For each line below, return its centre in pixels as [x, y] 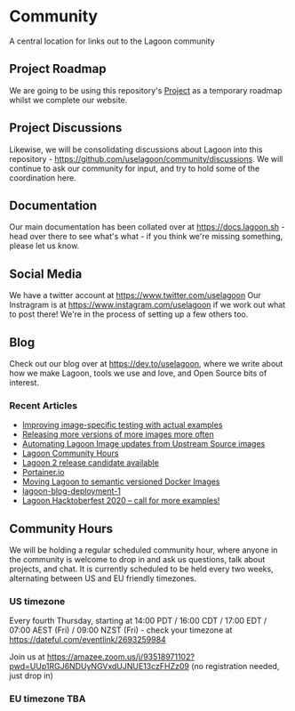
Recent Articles [44, 405]
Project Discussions [66, 128]
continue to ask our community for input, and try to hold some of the [135, 168]
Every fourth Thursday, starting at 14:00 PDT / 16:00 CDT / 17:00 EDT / [138, 621]
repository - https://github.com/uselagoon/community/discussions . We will [146, 158]
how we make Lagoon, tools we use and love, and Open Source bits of [138, 373]
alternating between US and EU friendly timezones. [103, 578]
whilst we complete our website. [68, 100]
